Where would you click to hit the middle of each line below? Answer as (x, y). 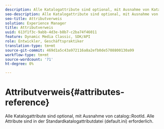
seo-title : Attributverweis (34, 18)
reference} (27, 102)
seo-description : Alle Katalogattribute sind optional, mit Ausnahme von (82, 14)
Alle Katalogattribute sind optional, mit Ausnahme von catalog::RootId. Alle (80, 116)
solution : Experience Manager (36, 23)
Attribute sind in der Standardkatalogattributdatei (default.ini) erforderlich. (79, 121)
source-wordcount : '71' (29, 59)
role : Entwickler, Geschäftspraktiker (44, 41)
